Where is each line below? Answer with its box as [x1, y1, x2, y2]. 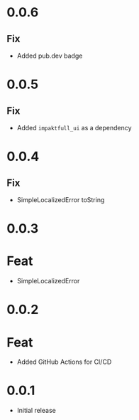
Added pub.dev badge [16, 51, 83, 60]
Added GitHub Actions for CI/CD [16, 357, 112, 367]
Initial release [16, 406, 56, 415]
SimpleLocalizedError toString [16, 196, 105, 204]
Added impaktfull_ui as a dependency [16, 124, 132, 132]
